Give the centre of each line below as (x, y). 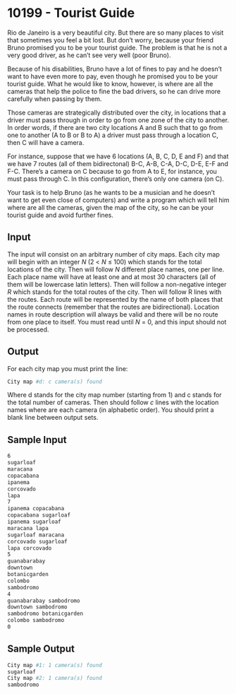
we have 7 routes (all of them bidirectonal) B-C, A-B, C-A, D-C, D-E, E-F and (118, 163)
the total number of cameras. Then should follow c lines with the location (113, 402)
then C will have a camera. (46, 142)
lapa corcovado (30, 548)
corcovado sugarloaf (38, 541)
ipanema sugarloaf (34, 522)
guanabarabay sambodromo (44, 601)
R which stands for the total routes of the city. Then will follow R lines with (114, 292)
